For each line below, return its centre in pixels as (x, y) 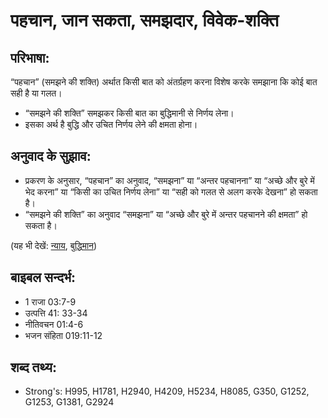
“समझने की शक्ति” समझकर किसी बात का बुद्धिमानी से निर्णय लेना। (129, 113)
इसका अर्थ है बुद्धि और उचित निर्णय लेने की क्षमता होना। (111, 124)
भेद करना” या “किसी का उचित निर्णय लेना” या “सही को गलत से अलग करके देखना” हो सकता (171, 191)
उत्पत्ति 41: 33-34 (56, 313)
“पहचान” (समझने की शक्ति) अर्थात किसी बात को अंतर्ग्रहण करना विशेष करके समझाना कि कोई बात (164, 82)
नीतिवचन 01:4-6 (54, 324)
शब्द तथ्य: (33, 367)
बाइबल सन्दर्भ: (43, 277)
